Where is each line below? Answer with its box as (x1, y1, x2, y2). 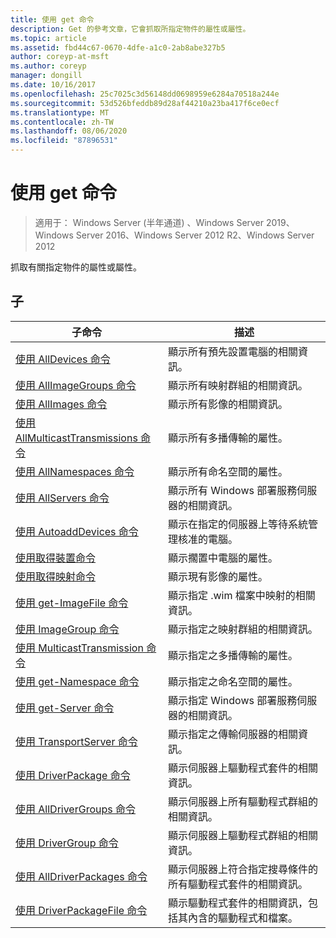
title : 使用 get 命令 (10, 14, 95, 25)
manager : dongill (10, 71, 83, 81)
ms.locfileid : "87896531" (10, 136, 118, 146)
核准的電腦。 (177, 532, 238, 546)
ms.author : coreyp (10, 61, 87, 71)
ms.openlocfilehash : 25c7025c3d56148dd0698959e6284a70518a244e (10, 89, 280, 99)
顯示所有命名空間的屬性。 (167, 464, 288, 478)
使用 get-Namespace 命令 (15, 674, 140, 688)
